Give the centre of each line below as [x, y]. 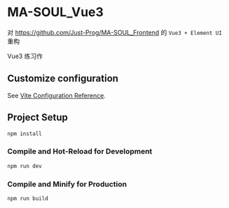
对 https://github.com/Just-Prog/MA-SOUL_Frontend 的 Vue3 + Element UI [115, 32]
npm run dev [25, 166]
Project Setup [38, 117]
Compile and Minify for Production [67, 184]
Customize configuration [63, 79]
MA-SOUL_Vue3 [55, 12]
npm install [25, 134]
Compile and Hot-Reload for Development [80, 151]
